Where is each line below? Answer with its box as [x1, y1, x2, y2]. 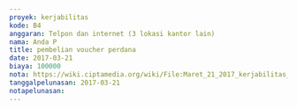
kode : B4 [9, 21, 42, 30]
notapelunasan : [9, 86, 65, 95]
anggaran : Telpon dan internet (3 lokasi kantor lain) [9, 29, 216, 38]
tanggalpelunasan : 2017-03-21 [9, 78, 121, 87]
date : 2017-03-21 [9, 54, 73, 62]
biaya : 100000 [9, 62, 62, 71]
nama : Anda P [9, 37, 57, 47]
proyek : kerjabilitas [9, 12, 89, 22]
